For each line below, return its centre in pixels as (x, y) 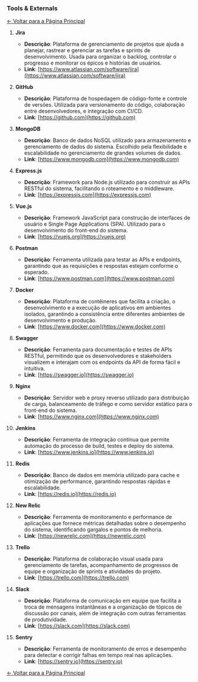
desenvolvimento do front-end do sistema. (76, 230)
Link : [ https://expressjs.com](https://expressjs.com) (87, 195)
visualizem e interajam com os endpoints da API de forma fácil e (102, 362)
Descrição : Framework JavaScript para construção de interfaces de (107, 218)
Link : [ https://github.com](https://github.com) (80, 117)
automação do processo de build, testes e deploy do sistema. (99, 446)
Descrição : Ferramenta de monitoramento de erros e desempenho (105, 649)
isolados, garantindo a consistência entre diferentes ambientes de (104, 314)
